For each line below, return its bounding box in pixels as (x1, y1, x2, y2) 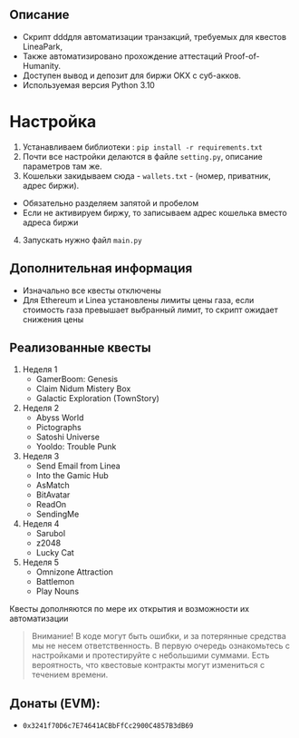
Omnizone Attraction (35, 566, 113, 577)
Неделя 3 (22, 451, 60, 462)
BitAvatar (35, 489, 71, 500)
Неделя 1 (22, 364, 58, 375)
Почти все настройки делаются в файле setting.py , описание (22, 151, 263, 162)
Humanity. (22, 60, 62, 71)
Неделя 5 (22, 557, 59, 568)
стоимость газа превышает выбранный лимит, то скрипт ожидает (22, 304, 278, 315)
